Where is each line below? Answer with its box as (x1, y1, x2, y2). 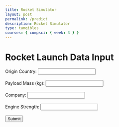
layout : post (5, 12, 32, 17)
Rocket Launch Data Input (5, 52, 114, 63)
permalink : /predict (5, 16, 48, 21)
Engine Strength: (5, 104, 40, 110)
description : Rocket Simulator (5, 21, 70, 26)
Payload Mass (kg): (5, 80, 45, 86)
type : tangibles (5, 26, 39, 31)
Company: (5, 92, 26, 98)
